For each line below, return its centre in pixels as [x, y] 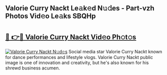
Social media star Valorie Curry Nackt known [115, 52]
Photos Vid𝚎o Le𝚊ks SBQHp [51, 16]
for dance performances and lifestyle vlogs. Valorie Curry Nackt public [79, 57]
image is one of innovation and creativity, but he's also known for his [77, 63]
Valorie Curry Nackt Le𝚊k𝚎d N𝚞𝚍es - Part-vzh [80, 8]
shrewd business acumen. [32, 68]
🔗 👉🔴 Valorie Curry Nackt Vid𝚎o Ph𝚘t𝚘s [71, 37]
